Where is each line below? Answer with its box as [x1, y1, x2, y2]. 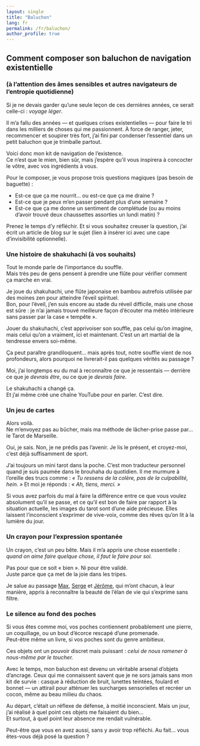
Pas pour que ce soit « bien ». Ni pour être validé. [6, 564, 128, 571]
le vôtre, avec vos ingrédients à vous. [6, 162, 98, 169]
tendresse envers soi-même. [6, 338, 77, 345]
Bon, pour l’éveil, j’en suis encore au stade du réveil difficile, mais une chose [6, 301, 193, 308]
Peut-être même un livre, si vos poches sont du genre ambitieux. [6, 636, 165, 643]
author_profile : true [6, 31, 60, 37]
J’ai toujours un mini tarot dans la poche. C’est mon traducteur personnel [6, 462, 186, 469]
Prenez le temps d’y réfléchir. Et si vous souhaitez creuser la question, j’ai [6, 222, 187, 230]
